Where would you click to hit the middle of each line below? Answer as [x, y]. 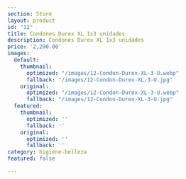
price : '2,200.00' [34, 47]
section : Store [30, 14]
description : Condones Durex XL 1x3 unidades [76, 40]
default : [27, 60]
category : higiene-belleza [47, 152]
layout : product [31, 21]
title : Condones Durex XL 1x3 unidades [66, 34]
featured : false [31, 159]
